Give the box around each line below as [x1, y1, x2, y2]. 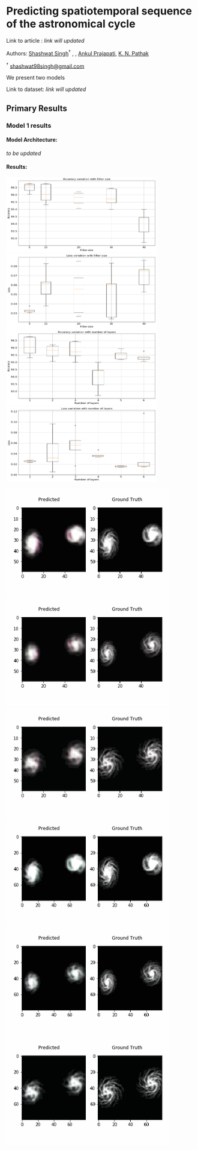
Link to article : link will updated [6, 37, 85, 44]
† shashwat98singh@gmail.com [6, 61, 85, 70]
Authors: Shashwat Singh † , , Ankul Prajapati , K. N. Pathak [6, 48, 149, 57]
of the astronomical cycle [6, 17, 136, 31]
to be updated [6, 149, 41, 157]
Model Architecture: [6, 136, 58, 143]
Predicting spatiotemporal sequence [6, 4, 192, 18]
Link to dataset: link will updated [6, 86, 86, 93]
